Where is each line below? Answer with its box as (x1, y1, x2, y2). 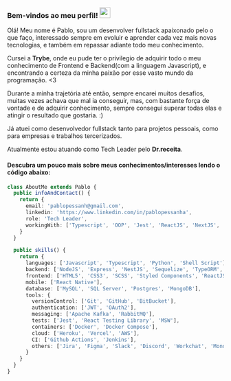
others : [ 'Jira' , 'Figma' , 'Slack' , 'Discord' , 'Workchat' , (32, 343, 208, 349)
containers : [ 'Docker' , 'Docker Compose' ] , (32, 323, 158, 330)
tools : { (25, 292, 51, 299)
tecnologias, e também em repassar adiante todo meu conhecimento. (7, 41, 204, 49)
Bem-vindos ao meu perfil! (7, 10, 98, 20)
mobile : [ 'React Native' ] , (25, 279, 103, 286)
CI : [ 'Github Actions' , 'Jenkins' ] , (32, 336, 137, 343)
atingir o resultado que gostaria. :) (7, 111, 104, 119)
